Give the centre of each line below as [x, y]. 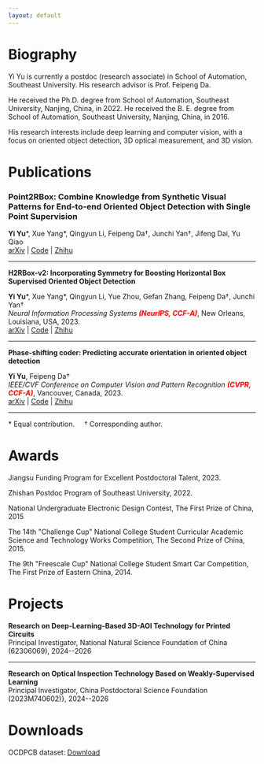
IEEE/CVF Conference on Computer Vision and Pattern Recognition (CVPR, [130, 385]
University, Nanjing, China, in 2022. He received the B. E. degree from [121, 108]
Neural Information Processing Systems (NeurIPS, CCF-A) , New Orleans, [127, 313]
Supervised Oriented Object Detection [72, 281]
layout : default [35, 15]
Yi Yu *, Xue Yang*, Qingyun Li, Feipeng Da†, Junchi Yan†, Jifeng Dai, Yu [125, 234]
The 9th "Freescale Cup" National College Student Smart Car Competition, [128, 563]
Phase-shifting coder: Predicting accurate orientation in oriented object [128, 353]
